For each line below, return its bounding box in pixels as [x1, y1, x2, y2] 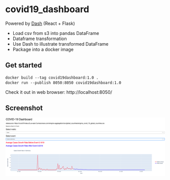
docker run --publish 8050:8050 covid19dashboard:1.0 [5, 80, 122, 85]
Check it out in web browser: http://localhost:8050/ [5, 89, 113, 95]
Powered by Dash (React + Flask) [5, 20, 75, 26]
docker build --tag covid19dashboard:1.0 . [5, 75, 99, 80]
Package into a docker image [12, 46, 74, 52]
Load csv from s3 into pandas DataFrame [12, 30, 99, 36]
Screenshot [5, 104, 43, 113]
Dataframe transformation [12, 35, 67, 42]
